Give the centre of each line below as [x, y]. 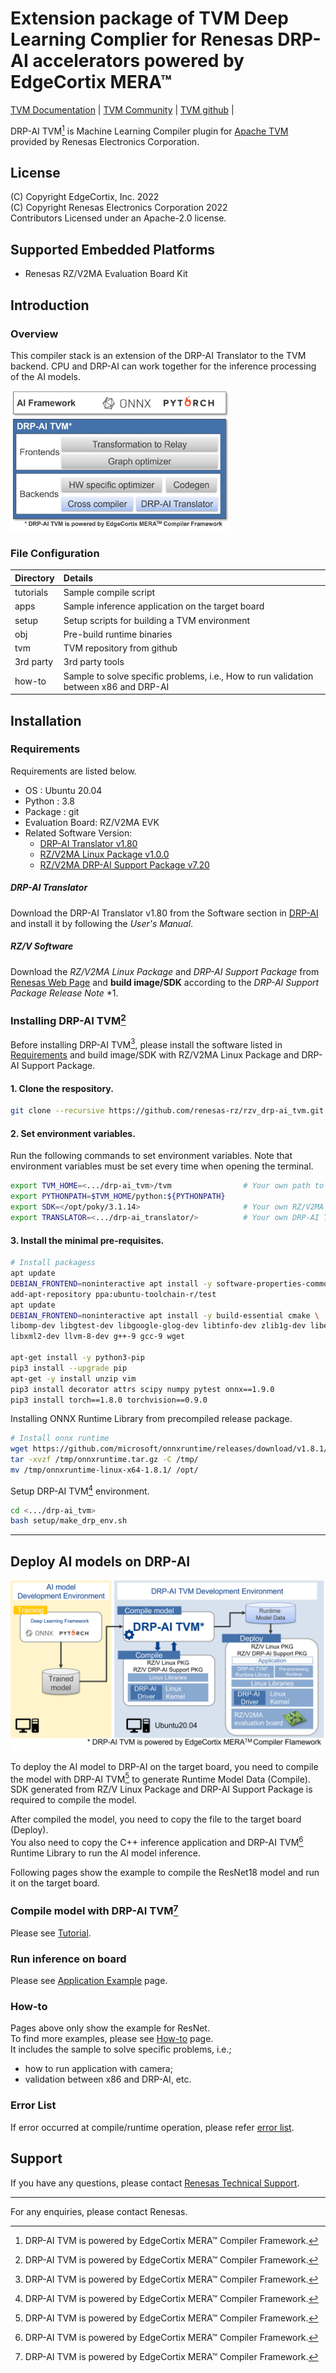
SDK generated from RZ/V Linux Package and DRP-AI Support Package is [161, 1789]
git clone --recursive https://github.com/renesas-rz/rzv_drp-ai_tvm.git [167, 1111]
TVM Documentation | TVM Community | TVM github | [122, 109]
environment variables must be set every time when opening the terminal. [162, 1166]
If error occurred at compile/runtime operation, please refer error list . [152, 2127]
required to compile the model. [73, 1800]
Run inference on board [68, 1959]
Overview [34, 334]
